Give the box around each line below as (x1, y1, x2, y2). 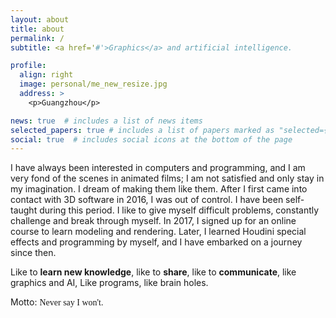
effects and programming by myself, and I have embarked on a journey (10, 236, 303, 248)
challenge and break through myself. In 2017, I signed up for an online (10, 215, 297, 227)
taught (10, 204, 38, 216)
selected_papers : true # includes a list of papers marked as (10, 125, 275, 135)
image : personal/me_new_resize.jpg (19, 79, 168, 90)
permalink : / (10, 33, 65, 43)
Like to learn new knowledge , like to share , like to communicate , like (10, 266, 297, 278)
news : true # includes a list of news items (10, 116, 203, 126)
